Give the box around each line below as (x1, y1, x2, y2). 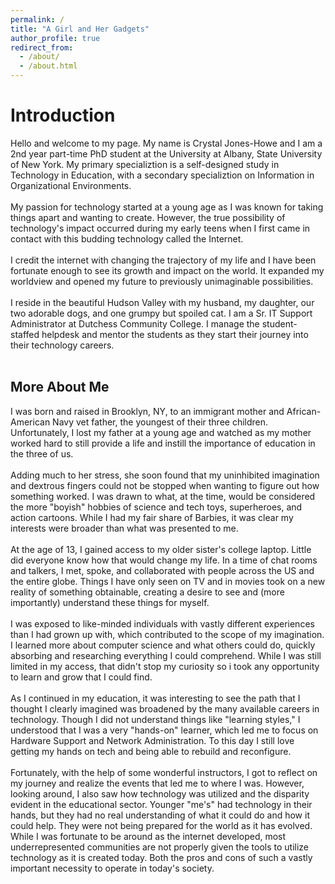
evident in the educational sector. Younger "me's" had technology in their (10, 798, 313, 810)
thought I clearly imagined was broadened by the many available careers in (10, 702, 320, 715)
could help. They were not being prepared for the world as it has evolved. (10, 819, 313, 831)
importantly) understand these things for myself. (10, 596, 210, 608)
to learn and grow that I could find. (10, 671, 153, 683)
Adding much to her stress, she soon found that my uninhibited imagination (10, 469, 320, 481)
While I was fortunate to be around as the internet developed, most (10, 830, 287, 842)
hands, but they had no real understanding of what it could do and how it (10, 809, 310, 821)
